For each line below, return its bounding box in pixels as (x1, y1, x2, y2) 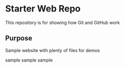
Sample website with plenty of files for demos (5, 47, 100, 53)
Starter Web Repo (5, 3, 81, 14)
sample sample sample (5, 57, 53, 63)
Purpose (5, 34, 33, 42)
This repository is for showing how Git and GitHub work (5, 19, 120, 25)
